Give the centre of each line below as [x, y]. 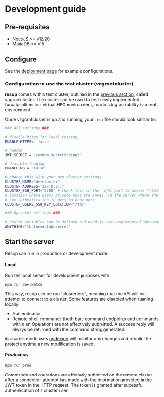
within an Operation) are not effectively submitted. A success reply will [83, 324]
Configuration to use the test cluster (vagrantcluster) [69, 84]
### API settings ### [27, 128]
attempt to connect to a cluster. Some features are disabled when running [79, 299]
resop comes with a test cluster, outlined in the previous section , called [77, 94]
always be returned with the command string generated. [69, 329]
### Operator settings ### [32, 213]
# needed [14, 150]
